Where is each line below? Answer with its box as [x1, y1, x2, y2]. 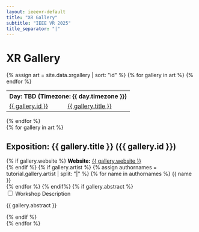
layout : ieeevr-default [6, 8, 66, 15]
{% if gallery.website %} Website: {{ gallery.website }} [6, 157, 142, 165]
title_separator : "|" [6, 25, 61, 32]
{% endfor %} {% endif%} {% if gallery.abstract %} [6, 183, 133, 190]
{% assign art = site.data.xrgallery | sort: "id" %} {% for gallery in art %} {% [6, 72, 194, 79]
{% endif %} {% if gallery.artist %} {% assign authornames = [6, 164, 158, 171]
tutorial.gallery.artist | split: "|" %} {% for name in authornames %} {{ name [6, 170, 192, 177]
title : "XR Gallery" [6, 14, 58, 20]
